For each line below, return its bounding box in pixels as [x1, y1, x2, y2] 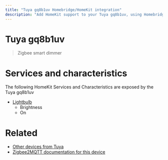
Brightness [19, 104, 42, 110]
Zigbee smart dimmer [17, 50, 62, 56]
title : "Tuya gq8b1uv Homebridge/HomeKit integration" [5, 7, 122, 12]
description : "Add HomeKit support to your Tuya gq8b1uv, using [5, 12, 142, 17]
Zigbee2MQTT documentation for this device [12, 149, 105, 155]
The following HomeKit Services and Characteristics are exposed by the [5, 84, 154, 90]
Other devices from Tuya [12, 143, 64, 150]
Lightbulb [12, 99, 32, 105]
